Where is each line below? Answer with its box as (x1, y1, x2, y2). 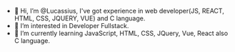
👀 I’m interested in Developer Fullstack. (14, 22, 129, 30)
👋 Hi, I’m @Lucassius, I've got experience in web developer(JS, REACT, (14, 7, 225, 15)
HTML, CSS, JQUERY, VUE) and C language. (14, 14, 146, 22)
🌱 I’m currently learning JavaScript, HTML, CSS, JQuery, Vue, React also (14, 29, 229, 37)
